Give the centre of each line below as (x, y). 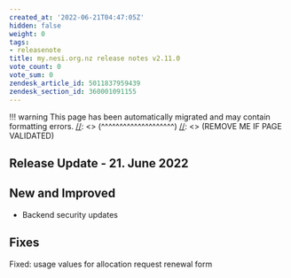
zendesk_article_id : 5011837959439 (75, 83)
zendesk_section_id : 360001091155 (73, 91)
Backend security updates (70, 214)
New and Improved (63, 193)
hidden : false (35, 26)
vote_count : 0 (35, 67)
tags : (19, 42)
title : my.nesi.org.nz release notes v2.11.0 (94, 58)
